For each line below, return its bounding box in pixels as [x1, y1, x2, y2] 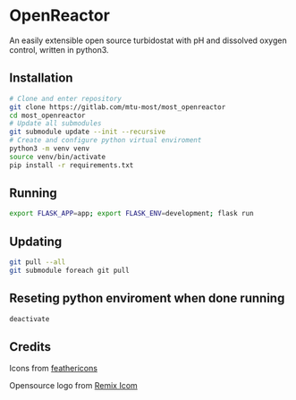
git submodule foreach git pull [9, 266, 130, 275]
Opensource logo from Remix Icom [9, 380, 139, 391]
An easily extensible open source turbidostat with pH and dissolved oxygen [9, 35, 288, 46]
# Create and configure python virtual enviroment [9, 136, 202, 145]
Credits [9, 339, 52, 354]
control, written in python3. [9, 44, 109, 55]
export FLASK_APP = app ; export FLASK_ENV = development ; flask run [9, 209, 254, 218]
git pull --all [9, 258, 66, 267]
